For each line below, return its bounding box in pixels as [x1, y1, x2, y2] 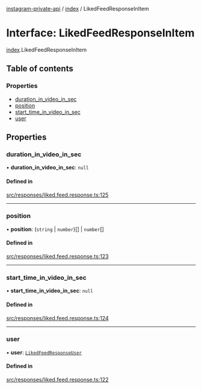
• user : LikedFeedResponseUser [6, 349, 82, 356]
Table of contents [6, 63, 73, 74]
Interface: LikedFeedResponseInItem [6, 27, 195, 40]
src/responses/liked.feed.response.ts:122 [6, 376, 109, 384]
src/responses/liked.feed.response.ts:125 [6, 191, 109, 198]
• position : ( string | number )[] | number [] [6, 226, 104, 233]
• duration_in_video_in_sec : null [6, 164, 89, 171]
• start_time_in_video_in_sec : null [6, 287, 93, 294]
